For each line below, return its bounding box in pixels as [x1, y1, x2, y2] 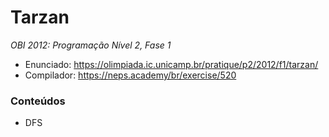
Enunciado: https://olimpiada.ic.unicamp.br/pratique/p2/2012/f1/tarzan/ [24, 58, 319, 70]
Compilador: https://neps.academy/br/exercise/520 [24, 69, 237, 81]
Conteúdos [10, 94, 66, 108]
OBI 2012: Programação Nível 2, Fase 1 [10, 39, 172, 51]
